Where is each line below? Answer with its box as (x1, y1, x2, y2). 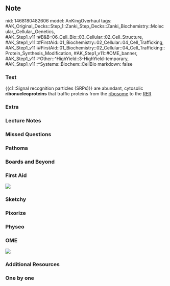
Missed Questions (5, 131, 52, 138)
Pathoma (5, 144, 28, 151)
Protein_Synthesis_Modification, (5, 50, 73, 56)
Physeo (5, 223, 25, 230)
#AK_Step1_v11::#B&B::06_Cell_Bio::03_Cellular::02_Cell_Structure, (5, 34, 143, 40)
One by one (5, 274, 35, 281)
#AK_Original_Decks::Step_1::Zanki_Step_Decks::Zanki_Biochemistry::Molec (5, 23, 164, 29)
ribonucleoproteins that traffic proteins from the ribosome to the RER (5, 91, 152, 97)
